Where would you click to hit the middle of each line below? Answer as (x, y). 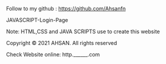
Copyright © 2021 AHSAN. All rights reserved (62, 43)
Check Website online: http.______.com (53, 55)
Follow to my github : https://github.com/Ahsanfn (66, 9)
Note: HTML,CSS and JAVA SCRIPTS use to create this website (83, 31)
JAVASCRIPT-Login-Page (37, 20)
